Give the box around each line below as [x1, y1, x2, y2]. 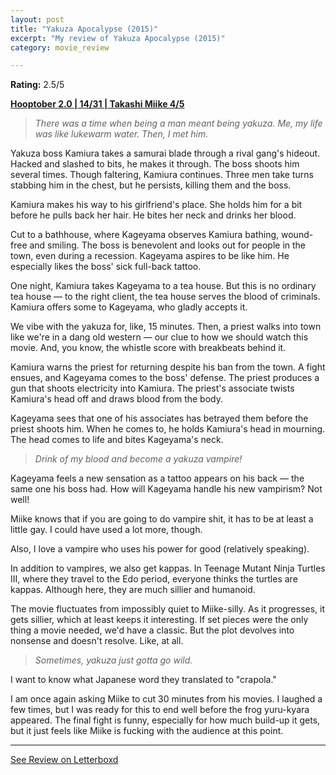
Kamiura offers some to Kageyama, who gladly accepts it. [10, 301, 248, 313]
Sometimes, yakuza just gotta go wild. [34, 654, 193, 666]
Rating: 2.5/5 [10, 79, 65, 91]
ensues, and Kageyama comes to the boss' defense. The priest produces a [10, 372, 320, 384]
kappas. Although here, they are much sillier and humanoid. [10, 584, 256, 596]
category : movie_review [10, 42, 110, 53]
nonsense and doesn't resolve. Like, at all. [10, 635, 184, 647]
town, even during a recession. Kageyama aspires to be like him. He [10, 250, 290, 262]
